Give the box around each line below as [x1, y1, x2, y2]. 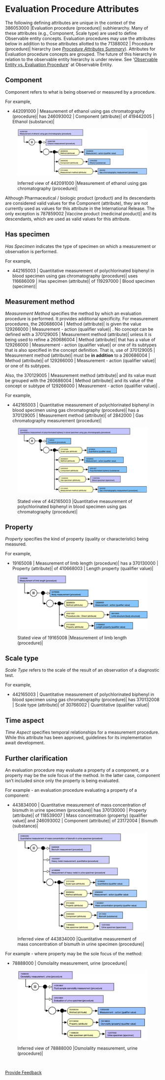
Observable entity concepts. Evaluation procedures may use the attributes [5, 35, 156, 41]
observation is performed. [5, 248, 58, 254]
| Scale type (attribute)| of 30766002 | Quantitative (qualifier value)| [12, 702, 150, 708]
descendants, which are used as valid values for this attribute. [5, 216, 131, 222]
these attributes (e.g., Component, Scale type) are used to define [5, 30, 137, 36]
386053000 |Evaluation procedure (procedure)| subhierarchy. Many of [5, 25, 148, 31]
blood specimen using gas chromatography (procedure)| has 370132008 [12, 697, 160, 703]
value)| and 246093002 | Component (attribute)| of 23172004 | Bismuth [12, 817, 158, 823]
